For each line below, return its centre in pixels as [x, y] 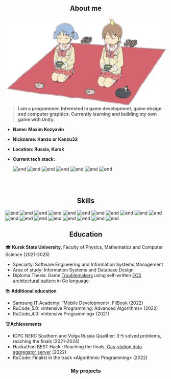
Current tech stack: [34, 159]
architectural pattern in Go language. [51, 281]
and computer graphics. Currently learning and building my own [87, 114]
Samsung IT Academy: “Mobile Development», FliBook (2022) [78, 303]
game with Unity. [36, 119]
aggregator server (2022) [40, 352]
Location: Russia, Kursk [39, 149]
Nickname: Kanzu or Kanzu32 [45, 139]
